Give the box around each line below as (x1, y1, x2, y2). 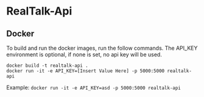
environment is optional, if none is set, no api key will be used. (6, 51, 163, 58)
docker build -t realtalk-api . (6, 62, 88, 69)
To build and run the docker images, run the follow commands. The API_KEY (6, 44, 198, 52)
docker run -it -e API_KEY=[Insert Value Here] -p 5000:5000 (6, 68, 165, 74)
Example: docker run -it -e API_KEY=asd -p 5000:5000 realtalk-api (6, 84, 181, 91)
